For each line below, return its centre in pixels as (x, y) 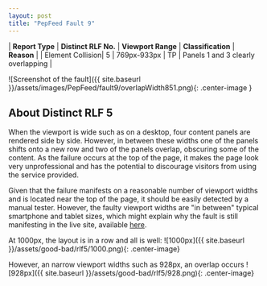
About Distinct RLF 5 (61, 112)
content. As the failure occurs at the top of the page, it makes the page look (133, 158)
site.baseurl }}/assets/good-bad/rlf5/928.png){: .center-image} (150, 273)
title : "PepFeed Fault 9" (51, 23)
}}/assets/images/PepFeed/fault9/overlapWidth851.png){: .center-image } (130, 87)
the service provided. (43, 175)
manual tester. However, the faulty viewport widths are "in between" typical (133, 208)
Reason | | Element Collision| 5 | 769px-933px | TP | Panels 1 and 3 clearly (131, 55)
